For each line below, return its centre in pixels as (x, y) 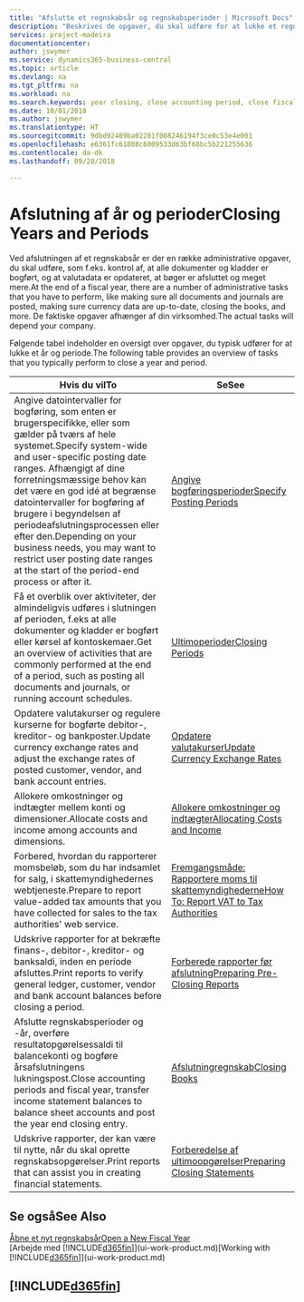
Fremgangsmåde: (209, 867)
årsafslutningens (49, 1067)
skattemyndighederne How (228, 890)
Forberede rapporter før (222, 962)
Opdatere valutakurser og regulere (87, 713)
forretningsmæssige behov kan (80, 480)
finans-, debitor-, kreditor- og (79, 951)
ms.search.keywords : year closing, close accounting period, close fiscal (153, 102)
